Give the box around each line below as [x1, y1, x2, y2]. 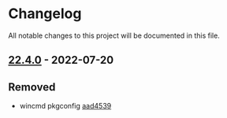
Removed [8, 80, 56, 94]
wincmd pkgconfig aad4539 [19, 101, 112, 111]
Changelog [8, 5, 82, 23]
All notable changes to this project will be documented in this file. [8, 31, 221, 40]
